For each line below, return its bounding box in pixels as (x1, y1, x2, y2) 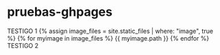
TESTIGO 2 (7, 41, 39, 49)
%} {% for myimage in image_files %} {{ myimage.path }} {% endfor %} (7, 34, 210, 42)
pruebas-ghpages (7, 4, 113, 20)
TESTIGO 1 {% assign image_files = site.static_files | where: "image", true (7, 27, 214, 35)
